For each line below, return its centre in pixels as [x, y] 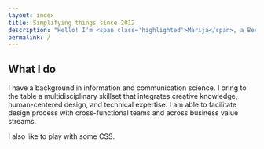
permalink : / [29, 37]
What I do [32, 69]
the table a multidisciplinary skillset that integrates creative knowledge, [123, 96]
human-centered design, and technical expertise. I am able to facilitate [123, 105]
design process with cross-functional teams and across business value [123, 113]
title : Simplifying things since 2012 [71, 23]
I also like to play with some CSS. [62, 136]
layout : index [31, 15]
